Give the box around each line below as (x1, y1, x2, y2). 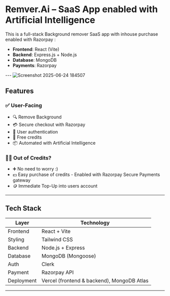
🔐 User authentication (12, 129, 58, 135)
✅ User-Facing (5, 102, 42, 109)
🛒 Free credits (12, 134, 42, 140)
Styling (8, 236, 24, 243)
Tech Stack (5, 204, 41, 213)
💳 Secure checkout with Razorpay (12, 121, 86, 128)
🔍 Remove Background (12, 114, 62, 120)
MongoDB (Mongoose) (41, 252, 96, 259)
